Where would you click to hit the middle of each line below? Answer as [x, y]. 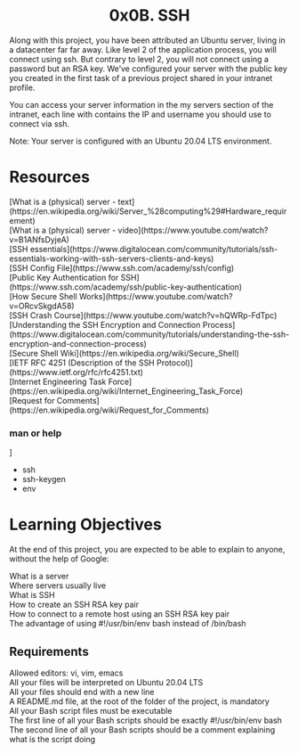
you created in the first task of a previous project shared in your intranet [141, 78]
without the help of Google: [59, 559]
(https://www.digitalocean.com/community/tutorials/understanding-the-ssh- [149, 334]
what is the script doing [52, 739]
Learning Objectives [85, 524]
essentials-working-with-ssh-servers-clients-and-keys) [112, 258]
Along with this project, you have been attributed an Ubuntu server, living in [148, 40]
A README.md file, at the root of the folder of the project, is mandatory [139, 701]
